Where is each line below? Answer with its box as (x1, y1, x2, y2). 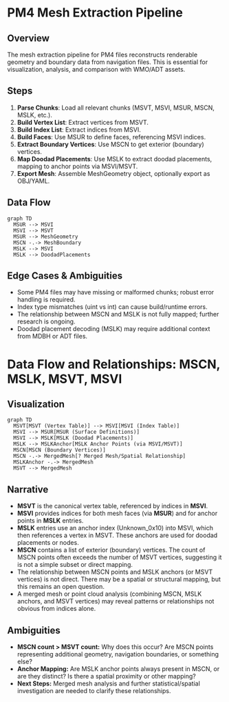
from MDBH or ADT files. (17, 332, 88, 341)
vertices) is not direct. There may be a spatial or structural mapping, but (17, 575, 221, 583)
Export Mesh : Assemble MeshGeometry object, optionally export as (17, 169, 210, 177)
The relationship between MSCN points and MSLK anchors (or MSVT (17, 568, 213, 576)
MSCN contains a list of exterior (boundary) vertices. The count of (17, 546, 206, 554)
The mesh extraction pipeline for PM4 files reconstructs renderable (7, 50, 198, 59)
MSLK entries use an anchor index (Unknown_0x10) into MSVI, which (17, 524, 214, 532)
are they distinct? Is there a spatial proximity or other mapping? (17, 672, 196, 681)
